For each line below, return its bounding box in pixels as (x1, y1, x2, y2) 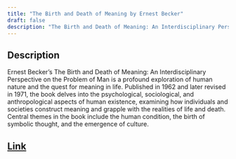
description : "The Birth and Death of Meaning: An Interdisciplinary (7, 23, 216, 30)
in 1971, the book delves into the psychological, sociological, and (7, 90, 195, 99)
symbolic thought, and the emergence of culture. (7, 120, 149, 128)
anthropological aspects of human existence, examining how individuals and (7, 97, 228, 106)
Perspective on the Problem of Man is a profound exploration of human (7, 75, 213, 84)
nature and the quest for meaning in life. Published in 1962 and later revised (7, 83, 226, 91)
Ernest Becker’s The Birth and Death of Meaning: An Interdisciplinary (7, 68, 206, 76)
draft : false (7, 17, 46, 24)
